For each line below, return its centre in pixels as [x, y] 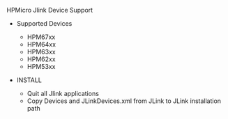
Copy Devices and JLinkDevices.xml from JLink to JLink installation [124, 101]
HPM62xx [41, 59]
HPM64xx [41, 44]
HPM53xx [41, 66]
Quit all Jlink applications [63, 94]
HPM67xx [41, 37]
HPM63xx [41, 52]
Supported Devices [44, 23]
